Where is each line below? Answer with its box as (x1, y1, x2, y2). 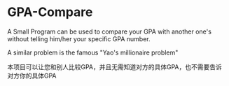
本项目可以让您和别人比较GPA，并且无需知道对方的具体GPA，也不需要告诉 (7, 62, 223, 71)
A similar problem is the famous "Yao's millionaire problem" (7, 48, 179, 57)
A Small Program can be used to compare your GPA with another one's (7, 27, 212, 36)
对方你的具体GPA (7, 71, 57, 80)
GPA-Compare (7, 4, 93, 20)
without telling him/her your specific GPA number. (7, 34, 151, 43)
